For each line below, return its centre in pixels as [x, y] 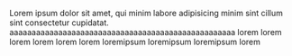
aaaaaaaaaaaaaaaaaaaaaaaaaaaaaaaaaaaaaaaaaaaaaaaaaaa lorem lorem [146, 32]
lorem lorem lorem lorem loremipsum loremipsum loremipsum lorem [135, 42]
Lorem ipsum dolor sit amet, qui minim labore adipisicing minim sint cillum [146, 13]
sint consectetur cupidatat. [59, 23]
